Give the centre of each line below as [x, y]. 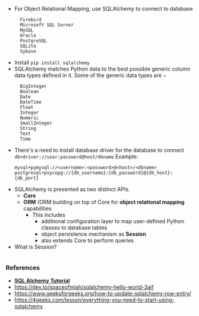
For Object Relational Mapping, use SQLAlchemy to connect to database [103, 9]
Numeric [30, 118]
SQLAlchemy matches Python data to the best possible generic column [102, 69]
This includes [49, 215]
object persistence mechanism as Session [94, 234]
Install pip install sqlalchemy [52, 62]
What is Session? [36, 247]
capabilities [37, 208]
